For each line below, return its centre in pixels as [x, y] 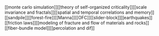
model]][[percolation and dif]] [64, 28]
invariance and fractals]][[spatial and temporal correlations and [69, 12]
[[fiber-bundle [19, 28]
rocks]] [142, 23]
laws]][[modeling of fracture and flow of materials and [79, 23]
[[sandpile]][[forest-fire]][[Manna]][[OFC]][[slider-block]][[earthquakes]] [79, 18]
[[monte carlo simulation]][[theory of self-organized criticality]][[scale [76, 7]
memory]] [144, 12]
